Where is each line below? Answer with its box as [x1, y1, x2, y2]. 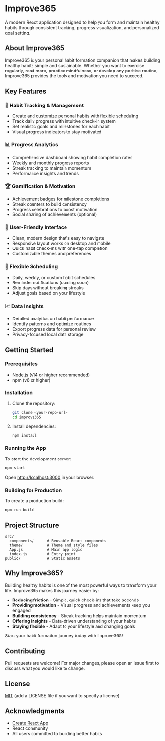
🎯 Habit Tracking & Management [5, 102, 84, 109]
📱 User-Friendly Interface [5, 224, 67, 231]
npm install [12, 433, 37, 438]
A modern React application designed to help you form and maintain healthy [5, 19, 160, 25]
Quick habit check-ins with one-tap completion [12, 246, 108, 251]
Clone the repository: [12, 400, 56, 406]
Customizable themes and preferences [12, 251, 91, 257]
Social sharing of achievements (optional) [12, 212, 97, 217]
